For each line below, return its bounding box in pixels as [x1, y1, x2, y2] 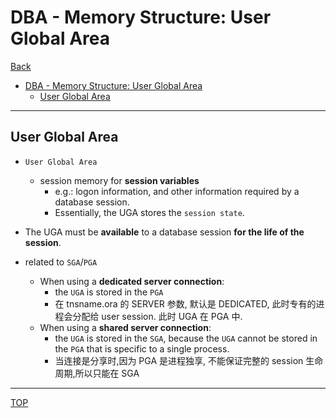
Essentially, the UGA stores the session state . [54, 206, 245, 218]
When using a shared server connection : [39, 321, 212, 333]
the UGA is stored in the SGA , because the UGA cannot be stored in [54, 332, 318, 344]
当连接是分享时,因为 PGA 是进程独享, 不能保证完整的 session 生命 [54, 354, 324, 366]
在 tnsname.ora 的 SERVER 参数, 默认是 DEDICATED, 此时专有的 [54, 297, 317, 310]
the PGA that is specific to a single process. [54, 342, 230, 355]
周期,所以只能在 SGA [54, 367, 140, 379]
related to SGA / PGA [24, 256, 98, 268]
